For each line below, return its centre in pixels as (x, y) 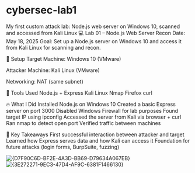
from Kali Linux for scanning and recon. (53, 47)
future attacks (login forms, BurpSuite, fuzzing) (63, 147)
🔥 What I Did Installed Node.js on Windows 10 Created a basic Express (91, 104)
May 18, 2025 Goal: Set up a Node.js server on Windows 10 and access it (94, 41)
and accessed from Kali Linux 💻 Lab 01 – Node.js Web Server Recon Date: (96, 33)
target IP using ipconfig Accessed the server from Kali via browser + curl (94, 117)
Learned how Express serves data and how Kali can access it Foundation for (98, 140)
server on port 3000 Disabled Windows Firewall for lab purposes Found (92, 110)
